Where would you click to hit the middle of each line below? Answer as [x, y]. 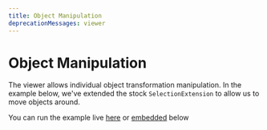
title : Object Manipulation [55, 16]
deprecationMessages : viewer [57, 23]
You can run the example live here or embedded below [99, 118]
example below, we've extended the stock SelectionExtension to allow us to [134, 94]
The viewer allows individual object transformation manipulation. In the [125, 85]
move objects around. [44, 102]
